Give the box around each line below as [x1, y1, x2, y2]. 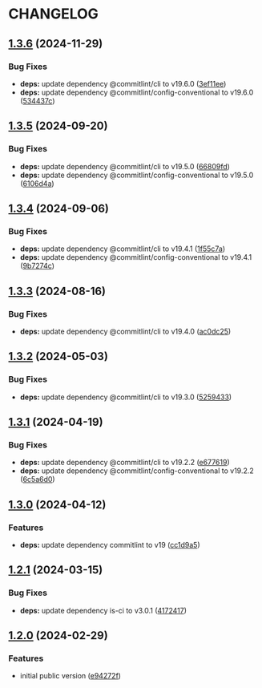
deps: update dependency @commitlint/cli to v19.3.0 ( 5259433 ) [19, 392, 232, 402]
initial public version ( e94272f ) [19, 671, 122, 681]
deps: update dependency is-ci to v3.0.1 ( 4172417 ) [19, 605, 187, 615]
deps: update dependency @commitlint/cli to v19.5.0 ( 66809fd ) [19, 161, 231, 171]
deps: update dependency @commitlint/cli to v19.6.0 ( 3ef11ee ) [19, 79, 227, 88]
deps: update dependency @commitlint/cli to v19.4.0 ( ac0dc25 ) [19, 326, 232, 336]
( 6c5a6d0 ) [19, 475, 55, 484]
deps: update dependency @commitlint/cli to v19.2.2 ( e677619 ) [19, 458, 230, 467]
